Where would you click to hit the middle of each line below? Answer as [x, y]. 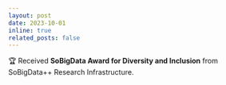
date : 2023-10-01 [37, 23]
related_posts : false [44, 38]
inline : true [30, 30]
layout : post [30, 15]
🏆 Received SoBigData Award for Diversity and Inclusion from [113, 61]
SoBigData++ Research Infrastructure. [71, 72]
